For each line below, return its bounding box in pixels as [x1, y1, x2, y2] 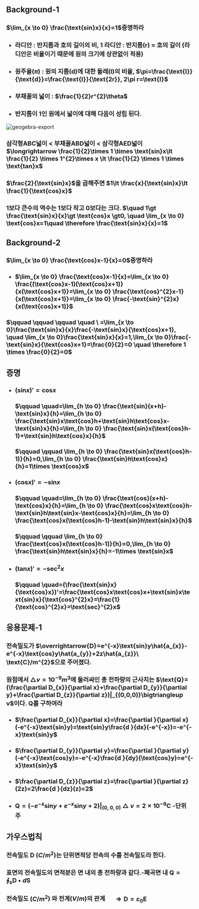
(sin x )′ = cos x [14, 386, 56, 394]
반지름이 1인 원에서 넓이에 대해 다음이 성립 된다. [14, 110, 142, 118]
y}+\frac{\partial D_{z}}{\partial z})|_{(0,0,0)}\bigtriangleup [6, 691, 184, 699]
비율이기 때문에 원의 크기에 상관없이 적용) [33, 50, 144, 58]
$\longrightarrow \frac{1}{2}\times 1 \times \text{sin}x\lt [6, 147, 173, 156]
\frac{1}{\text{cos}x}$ [6, 187, 72, 195]
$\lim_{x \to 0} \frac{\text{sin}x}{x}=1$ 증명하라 [6, 24, 144, 32]
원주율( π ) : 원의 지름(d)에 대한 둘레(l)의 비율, [14, 68, 135, 76]
